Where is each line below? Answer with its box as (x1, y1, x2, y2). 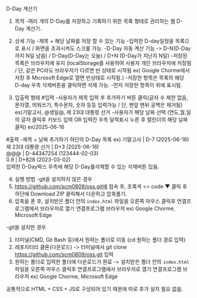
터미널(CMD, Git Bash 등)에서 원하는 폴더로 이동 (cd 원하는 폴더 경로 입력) (14, 236, 186, 243)
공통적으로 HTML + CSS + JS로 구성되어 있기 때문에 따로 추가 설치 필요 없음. (6, 286, 183, 292)
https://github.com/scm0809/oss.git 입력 (14, 251, 113, 257)
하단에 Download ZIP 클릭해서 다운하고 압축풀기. (14, 190, 128, 197)
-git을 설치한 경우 (6, 224, 46, 230)
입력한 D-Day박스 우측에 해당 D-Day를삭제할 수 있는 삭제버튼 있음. (6, 163, 160, 170)
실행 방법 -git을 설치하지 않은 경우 (14, 176, 92, 182)
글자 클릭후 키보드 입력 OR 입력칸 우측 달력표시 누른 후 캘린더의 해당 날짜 (21, 116, 188, 123)
